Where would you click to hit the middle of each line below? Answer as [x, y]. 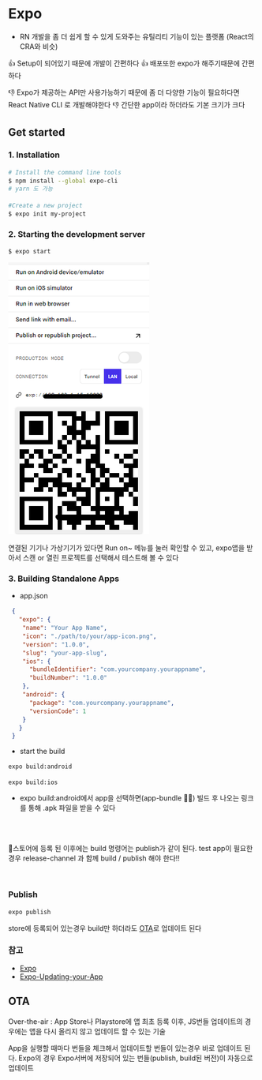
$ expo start [30, 252]
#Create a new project [45, 206]
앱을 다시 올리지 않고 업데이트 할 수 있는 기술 [97, 1031]
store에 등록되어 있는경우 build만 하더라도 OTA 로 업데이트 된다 [105, 928]
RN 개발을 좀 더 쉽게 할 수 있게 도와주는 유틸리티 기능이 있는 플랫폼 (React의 [137, 36]
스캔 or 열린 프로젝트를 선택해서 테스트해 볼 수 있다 [101, 558]
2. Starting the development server [77, 234]
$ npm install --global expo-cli [63, 181]
